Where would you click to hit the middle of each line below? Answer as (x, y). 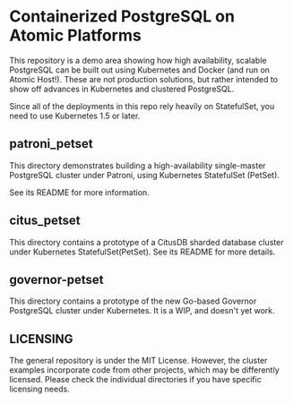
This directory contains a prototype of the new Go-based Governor (133, 301)
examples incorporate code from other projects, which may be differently (144, 370)
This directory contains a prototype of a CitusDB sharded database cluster (146, 242)
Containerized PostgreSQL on (122, 17)
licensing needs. (39, 389)
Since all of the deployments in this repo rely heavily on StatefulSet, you (142, 106)
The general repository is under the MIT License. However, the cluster (138, 361)
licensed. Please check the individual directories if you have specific (135, 380)
